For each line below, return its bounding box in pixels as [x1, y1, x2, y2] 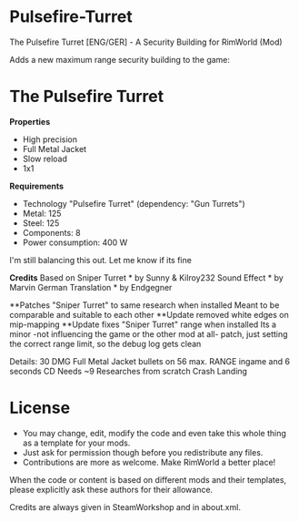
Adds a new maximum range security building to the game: [9, 54, 230, 65]
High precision [22, 134, 78, 145]
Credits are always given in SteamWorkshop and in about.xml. [9, 501, 241, 512]
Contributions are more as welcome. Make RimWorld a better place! [22, 456, 276, 467]
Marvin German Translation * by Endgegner [9, 281, 173, 292]
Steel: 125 [22, 217, 60, 229]
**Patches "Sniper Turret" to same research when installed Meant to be [9, 299, 280, 311]
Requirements [9, 180, 65, 191]
